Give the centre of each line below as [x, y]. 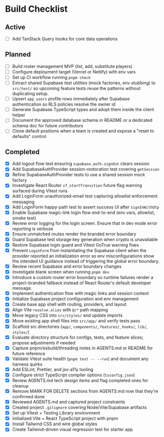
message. [22, 288]
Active [15, 27]
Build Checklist [36, 9]
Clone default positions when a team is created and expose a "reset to [83, 131]
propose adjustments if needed [44, 343]
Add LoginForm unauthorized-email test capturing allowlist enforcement [85, 196]
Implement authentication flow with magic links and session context [81, 293]
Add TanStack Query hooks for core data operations [65, 39]
